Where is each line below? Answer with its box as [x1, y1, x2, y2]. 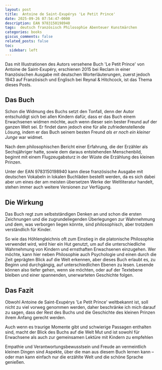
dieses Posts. [5, 82, 32, 87]
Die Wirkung [5, 198, 44, 206]
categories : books [5, 30, 42, 34]
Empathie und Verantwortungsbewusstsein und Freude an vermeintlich [5, 343, 147, 350]
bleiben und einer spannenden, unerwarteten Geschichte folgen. [5, 272, 134, 278]
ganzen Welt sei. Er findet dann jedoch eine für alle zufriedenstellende [5, 124, 145, 130]
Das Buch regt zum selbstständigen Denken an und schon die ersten [5, 211, 142, 217]
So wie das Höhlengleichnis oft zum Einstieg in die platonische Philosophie [5, 236, 154, 242]
